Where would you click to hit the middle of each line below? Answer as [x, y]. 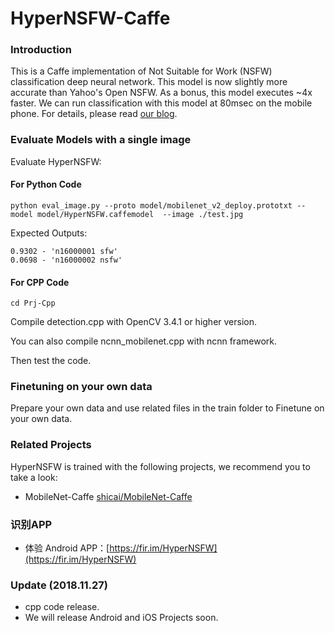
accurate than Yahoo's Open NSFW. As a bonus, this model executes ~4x [161, 93]
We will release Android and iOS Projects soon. [121, 618]
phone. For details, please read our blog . [94, 114]
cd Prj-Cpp [33, 303]
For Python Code [46, 184]
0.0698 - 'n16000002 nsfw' [66, 260]
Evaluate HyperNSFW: [56, 161]
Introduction [41, 50]
